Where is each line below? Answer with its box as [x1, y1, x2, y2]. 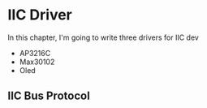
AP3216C [19, 48, 51, 58]
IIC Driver [7, 6, 72, 24]
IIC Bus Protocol [7, 89, 90, 103]
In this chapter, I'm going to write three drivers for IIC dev [7, 32, 200, 42]
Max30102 [19, 57, 55, 67]
